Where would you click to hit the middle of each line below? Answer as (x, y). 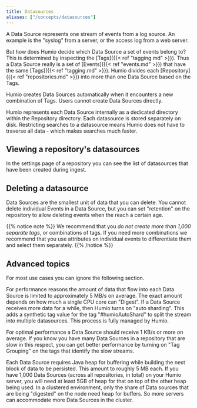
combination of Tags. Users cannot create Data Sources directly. (84, 100)
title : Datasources (30, 11)
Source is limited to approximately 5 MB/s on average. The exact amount (94, 295)
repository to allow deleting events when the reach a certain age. (85, 215)
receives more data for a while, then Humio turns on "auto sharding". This (95, 308)
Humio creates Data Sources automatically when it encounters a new (90, 94)
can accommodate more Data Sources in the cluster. (70, 400)
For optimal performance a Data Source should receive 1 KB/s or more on (95, 332)
